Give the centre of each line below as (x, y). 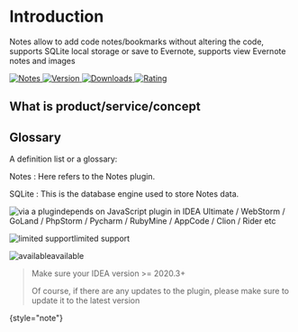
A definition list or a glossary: (63, 159)
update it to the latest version (86, 300)
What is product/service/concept (105, 107)
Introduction (57, 17)
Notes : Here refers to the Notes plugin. (82, 177)
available (68, 256)
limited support (102, 239)
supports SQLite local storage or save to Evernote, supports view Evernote (148, 51)
